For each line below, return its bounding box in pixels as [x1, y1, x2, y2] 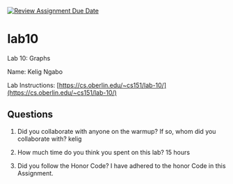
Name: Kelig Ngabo [7, 67, 63, 76]
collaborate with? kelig [17, 135, 82, 143]
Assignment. [17, 169, 54, 177]
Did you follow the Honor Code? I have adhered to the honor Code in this [17, 161, 226, 170]
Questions [7, 109, 54, 121]
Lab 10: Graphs [7, 54, 51, 62]
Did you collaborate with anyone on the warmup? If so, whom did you [17, 127, 216, 135]
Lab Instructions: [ [7, 81, 59, 89]
